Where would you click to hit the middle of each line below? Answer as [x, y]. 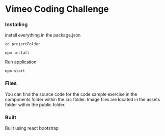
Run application [21, 62]
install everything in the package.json [43, 35]
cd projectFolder [23, 44]
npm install [17, 53]
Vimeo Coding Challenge [57, 9]
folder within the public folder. [35, 104]
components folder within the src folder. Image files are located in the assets [82, 99]
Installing [16, 25]
